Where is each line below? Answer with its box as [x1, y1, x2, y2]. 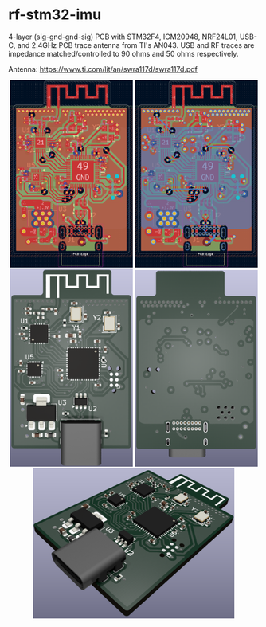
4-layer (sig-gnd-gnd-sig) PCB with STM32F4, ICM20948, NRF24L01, [8, 32, 238, 41]
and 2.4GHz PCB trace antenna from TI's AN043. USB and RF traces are [17, 40, 255, 49]
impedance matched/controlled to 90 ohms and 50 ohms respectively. [8, 49, 239, 58]
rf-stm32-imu [8, 6, 102, 24]
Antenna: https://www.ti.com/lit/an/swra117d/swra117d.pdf [8, 64, 198, 73]
